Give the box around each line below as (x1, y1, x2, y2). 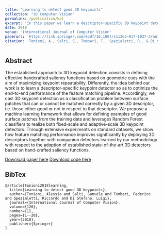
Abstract (5, 57, 33, 65)
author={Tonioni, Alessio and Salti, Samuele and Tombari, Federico (9, 192, 151, 197)
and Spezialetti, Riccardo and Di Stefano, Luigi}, (5, 196, 112, 201)
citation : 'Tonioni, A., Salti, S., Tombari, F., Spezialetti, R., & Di (5, 39, 155, 44)
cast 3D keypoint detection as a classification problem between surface (5, 95, 149, 101)
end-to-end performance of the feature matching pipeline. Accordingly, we (5, 90, 155, 96)
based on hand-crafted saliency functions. (5, 147, 90, 153)
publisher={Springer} (9, 221, 53, 226)
